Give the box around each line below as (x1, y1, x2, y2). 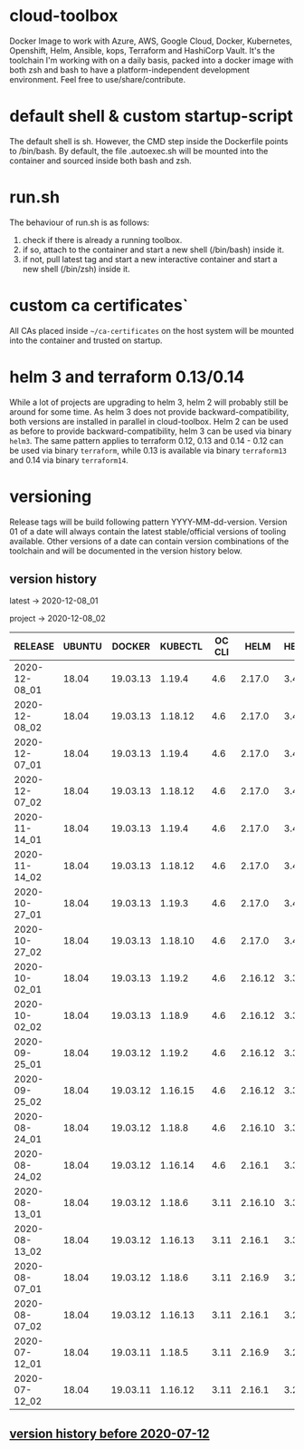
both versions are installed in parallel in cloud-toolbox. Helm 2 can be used (9, 416, 289, 426)
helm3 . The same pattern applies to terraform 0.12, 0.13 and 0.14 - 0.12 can (9, 435, 284, 446)
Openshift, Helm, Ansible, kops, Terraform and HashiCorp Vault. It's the (9, 44, 276, 55)
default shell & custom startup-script (9, 106, 294, 127)
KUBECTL (159, 641, 204, 653)
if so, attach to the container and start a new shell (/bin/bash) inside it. (22, 244, 285, 255)
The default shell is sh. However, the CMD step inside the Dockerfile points (9, 135, 289, 146)
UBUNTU (62, 641, 102, 653)
